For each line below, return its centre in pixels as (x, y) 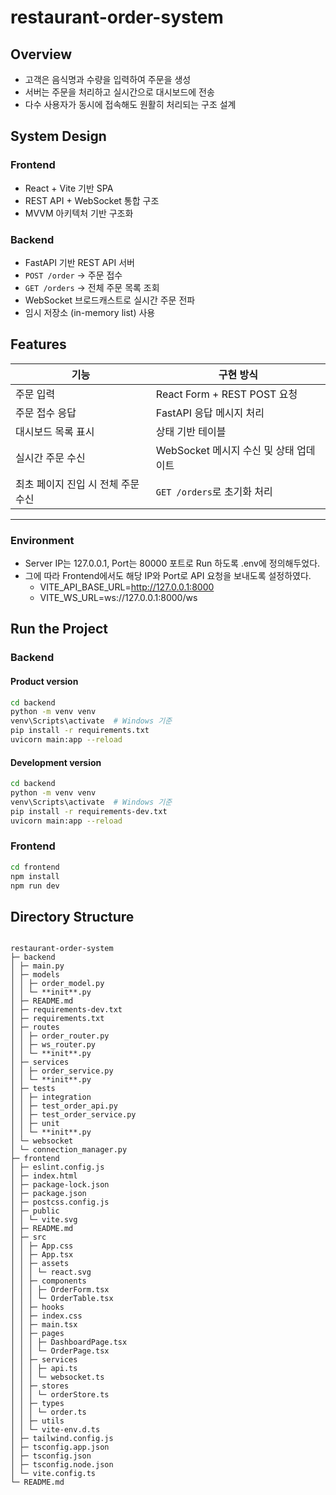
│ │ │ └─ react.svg (51, 1272)
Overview (41, 54)
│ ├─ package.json (48, 1194)
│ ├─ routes (35, 1027)
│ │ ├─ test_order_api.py (64, 1106)
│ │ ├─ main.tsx (44, 1325)
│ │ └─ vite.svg (44, 1220)
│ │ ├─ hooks (37, 1307)
